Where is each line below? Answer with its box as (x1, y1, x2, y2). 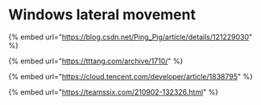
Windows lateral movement (8, 6, 196, 24)
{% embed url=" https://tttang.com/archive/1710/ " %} (8, 56, 184, 66)
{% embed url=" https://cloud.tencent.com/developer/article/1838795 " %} (8, 71, 254, 81)
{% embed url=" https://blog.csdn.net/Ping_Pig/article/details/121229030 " (8, 32, 253, 42)
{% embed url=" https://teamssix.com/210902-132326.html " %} (8, 87, 219, 97)
